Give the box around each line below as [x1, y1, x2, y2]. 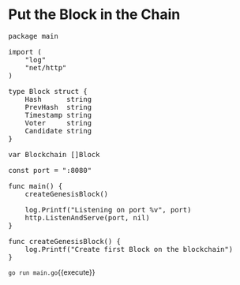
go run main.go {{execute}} [8, 267, 96, 277]
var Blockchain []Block [8, 150, 100, 159]
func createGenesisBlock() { [8, 237, 121, 246]
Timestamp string [24, 111, 92, 119]
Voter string [24, 118, 92, 127]
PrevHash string [24, 103, 92, 111]
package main [8, 32, 59, 40]
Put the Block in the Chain [8, 6, 181, 24]
